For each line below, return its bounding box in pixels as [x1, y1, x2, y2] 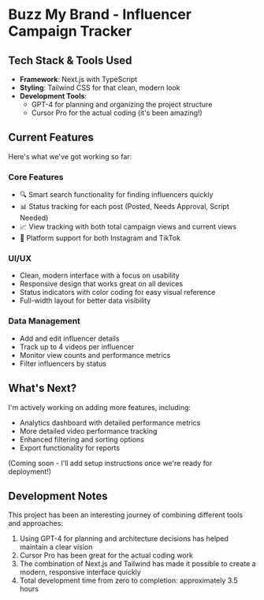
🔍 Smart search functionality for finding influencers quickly [19, 190, 214, 199]
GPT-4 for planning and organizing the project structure [31, 100, 213, 109]
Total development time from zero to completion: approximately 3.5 [19, 576, 238, 585]
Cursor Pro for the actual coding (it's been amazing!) [31, 108, 203, 117]
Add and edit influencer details [19, 334, 120, 343]
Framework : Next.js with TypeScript [19, 75, 138, 84]
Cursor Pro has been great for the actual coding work [19, 550, 193, 561]
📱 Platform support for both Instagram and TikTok [19, 233, 181, 243]
